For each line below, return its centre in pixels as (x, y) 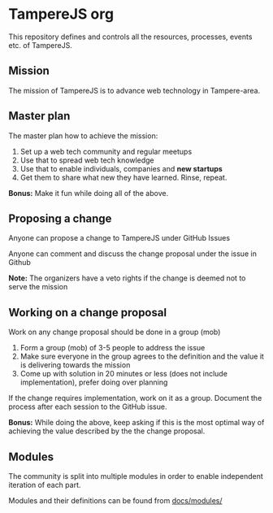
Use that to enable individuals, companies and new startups (121, 168)
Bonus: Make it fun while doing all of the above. (89, 193)
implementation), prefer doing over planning (94, 382)
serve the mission (38, 287)
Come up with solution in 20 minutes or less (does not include (123, 374)
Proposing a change (60, 218)
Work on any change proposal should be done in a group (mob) (115, 332)
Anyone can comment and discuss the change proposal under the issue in (133, 254)
